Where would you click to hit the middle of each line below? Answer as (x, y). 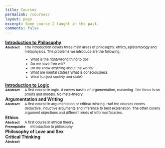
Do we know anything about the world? (62, 68)
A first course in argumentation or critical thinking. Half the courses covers (85, 104)
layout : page (19, 19)
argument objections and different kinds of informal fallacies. (74, 113)
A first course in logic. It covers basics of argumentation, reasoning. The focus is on (92, 90)
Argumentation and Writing (34, 99)
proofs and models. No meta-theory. (54, 94)
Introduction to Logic (27, 85)
